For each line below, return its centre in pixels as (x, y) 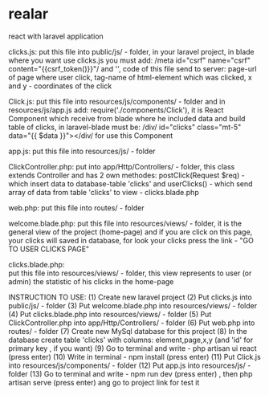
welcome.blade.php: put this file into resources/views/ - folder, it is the (125, 223)
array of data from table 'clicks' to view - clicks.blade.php (104, 192)
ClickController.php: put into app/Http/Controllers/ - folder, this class (122, 166)
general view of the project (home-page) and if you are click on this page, (130, 232)
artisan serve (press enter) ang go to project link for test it (104, 382)
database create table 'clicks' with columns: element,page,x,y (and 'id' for (131, 340)
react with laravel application (56, 36)
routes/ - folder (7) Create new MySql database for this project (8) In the (128, 331)
